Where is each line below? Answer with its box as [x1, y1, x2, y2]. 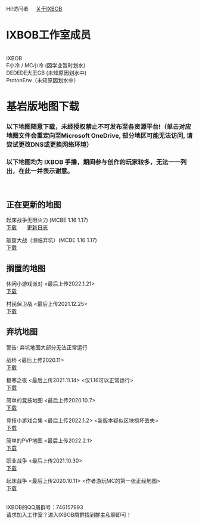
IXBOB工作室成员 [6, 29, 91, 42]
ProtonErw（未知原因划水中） [6, 76, 79, 83]
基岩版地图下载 [6, 100, 80, 113]
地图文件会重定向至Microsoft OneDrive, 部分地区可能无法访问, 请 [6, 132, 193, 140]
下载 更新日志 [6, 224, 48, 231]
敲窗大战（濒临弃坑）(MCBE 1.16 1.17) [6, 237, 97, 244]
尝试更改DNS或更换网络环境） [6, 141, 93, 149]
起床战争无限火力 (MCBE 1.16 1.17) [6, 216, 88, 224]
